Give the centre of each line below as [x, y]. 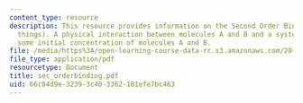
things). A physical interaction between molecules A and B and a [145, 34]
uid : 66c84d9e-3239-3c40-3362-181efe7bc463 [92, 84]
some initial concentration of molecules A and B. [115, 43]
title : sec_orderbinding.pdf [64, 76]
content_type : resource [54, 17]
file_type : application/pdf [62, 59]
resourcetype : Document [54, 68]
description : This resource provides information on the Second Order [145, 26]
